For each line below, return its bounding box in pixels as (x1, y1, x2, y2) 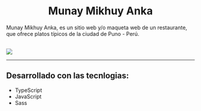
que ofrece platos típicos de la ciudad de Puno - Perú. (6, 30, 139, 37)
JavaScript (14, 92, 42, 100)
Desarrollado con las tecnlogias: (6, 70, 129, 81)
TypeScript (14, 87, 42, 94)
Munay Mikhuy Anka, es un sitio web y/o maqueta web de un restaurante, (6, 24, 187, 31)
